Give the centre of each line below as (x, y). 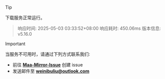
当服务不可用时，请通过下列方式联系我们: (48, 54)
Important (15, 44)
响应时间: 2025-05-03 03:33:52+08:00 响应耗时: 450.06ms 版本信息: (89, 28)
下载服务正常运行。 (25, 18)
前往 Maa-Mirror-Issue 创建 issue (48, 65)
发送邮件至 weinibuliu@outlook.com (51, 71)
